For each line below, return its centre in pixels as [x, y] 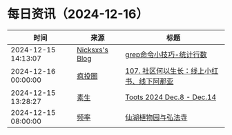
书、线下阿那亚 [149, 81]
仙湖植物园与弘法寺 [156, 117]
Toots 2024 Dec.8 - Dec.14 [171, 97]
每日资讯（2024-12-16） [78, 14]
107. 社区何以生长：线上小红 [172, 71]
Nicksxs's [93, 50]
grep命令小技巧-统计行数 [166, 54]
